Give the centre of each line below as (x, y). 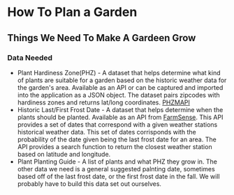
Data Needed (30, 58)
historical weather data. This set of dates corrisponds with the (107, 132)
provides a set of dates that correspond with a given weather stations (117, 124)
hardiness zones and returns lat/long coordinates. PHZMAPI (104, 102)
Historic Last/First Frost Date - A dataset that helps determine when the (120, 109)
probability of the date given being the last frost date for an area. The (117, 139)
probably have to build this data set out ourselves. (89, 184)
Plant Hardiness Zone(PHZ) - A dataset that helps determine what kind (119, 72)
